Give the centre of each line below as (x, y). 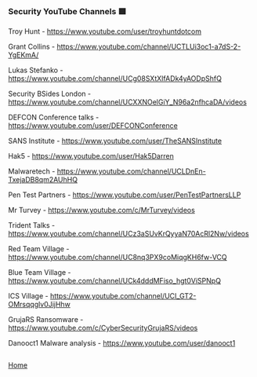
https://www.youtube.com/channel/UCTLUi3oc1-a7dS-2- (149, 47)
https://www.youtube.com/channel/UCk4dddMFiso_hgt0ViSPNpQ (115, 281)
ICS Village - (28, 296)
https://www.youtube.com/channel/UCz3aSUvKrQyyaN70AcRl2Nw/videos (128, 234)
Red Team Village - (39, 249)
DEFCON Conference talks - (54, 117)
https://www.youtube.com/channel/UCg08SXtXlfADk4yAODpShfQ (115, 79)
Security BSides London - (50, 94)
